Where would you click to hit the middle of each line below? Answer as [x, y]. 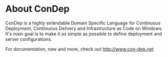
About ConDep [37, 9]
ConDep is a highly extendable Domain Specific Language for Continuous [83, 23]
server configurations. [29, 39]
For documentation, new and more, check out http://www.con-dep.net [79, 49]
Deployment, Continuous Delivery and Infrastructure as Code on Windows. [84, 28]
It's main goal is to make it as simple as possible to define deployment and [84, 34]
